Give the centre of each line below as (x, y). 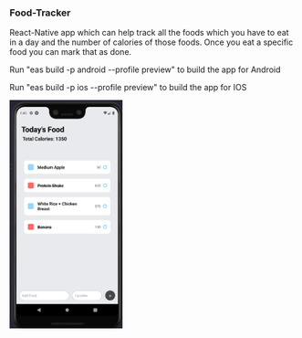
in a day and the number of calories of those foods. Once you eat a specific (151, 42)
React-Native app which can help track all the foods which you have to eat (149, 33)
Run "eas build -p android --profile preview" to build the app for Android (145, 69)
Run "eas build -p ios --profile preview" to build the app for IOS (128, 88)
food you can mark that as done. (71, 52)
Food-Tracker (40, 13)
